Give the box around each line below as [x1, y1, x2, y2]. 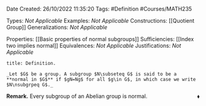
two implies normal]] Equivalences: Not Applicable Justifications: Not [6, 42, 181, 49]
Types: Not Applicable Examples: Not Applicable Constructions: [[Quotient [6, 17, 195, 24]
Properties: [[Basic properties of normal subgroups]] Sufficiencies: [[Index [6, 36, 194, 42]
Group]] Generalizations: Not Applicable [6, 24, 107, 31]
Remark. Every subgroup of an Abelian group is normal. [6, 93, 148, 100]
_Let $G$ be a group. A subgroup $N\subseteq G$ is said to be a [6, 71, 177, 77]
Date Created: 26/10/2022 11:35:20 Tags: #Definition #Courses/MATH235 [6, 6, 192, 12]
